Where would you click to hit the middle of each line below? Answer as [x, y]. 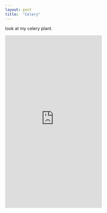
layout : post [18, 10]
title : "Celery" [23, 14]
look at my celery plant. [29, 28]
